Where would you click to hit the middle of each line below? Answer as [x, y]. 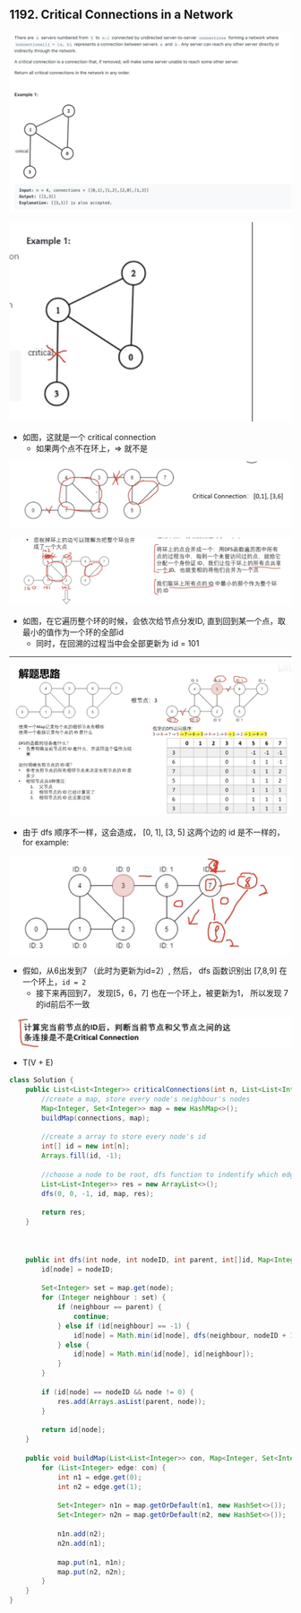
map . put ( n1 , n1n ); [91, 1562]
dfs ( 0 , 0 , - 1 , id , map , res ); [98, 1193]
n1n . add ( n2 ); [81, 1534]
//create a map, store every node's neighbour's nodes [146, 1099]
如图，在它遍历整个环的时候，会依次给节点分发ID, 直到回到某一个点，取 [154, 620]
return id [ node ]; [73, 1430]
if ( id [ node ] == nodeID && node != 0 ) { [118, 1392]
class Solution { [42, 1080]
